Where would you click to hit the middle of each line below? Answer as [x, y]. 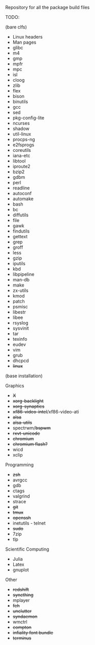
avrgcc [20, 480]
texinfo [20, 339]
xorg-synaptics [28, 406]
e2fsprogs [23, 145]
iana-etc [21, 155]
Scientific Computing [27, 549]
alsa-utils [22, 423]
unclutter [22, 611]
